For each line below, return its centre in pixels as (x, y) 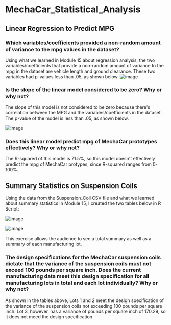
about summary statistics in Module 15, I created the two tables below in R (83, 203)
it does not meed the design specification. (50, 317)
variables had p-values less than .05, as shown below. (62, 76)
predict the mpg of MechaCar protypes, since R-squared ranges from (78, 164)
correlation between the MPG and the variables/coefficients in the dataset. (84, 113)
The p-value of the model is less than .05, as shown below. (67, 118)
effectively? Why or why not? (43, 148)
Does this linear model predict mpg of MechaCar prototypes (81, 142)
